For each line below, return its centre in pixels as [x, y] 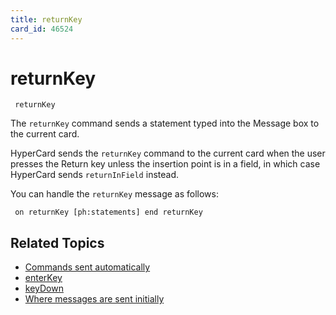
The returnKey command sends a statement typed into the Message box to [165, 123]
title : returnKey [46, 19]
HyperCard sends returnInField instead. [94, 175]
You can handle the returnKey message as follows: [114, 194]
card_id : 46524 [42, 29]
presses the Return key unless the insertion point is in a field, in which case [165, 164]
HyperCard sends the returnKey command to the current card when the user [168, 153]
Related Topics [57, 242]
